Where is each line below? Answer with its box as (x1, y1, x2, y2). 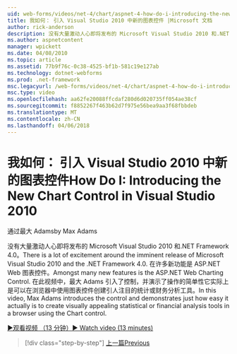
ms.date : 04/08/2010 (7, 50, 68, 57)
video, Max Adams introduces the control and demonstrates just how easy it (7, 294, 229, 302)
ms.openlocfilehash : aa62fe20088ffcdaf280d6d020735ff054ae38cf (7, 96, 197, 103)
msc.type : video (7, 89, 55, 96)
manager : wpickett (7, 43, 61, 50)
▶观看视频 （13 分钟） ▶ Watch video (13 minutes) (7, 324, 154, 332)
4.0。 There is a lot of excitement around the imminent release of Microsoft (7, 251, 224, 259)
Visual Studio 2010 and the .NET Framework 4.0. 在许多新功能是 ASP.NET (7, 259, 221, 269)
